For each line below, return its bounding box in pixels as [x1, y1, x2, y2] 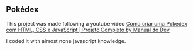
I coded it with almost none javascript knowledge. [6, 37, 126, 44]
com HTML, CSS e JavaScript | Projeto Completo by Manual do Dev [6, 26, 170, 33]
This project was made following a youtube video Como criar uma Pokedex [6, 20, 188, 27]
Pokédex [6, 5, 39, 15]
